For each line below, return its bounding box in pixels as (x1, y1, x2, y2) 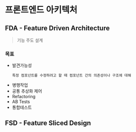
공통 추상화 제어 (12, 88, 42, 94)
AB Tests (12, 99, 30, 104)
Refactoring (12, 94, 36, 100)
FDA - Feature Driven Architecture (5, 24, 110, 32)
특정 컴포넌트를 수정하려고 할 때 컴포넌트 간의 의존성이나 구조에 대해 (12, 73, 132, 78)
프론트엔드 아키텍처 (5, 4, 77, 15)
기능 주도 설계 (16, 37, 43, 43)
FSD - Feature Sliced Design (5, 119, 91, 127)
